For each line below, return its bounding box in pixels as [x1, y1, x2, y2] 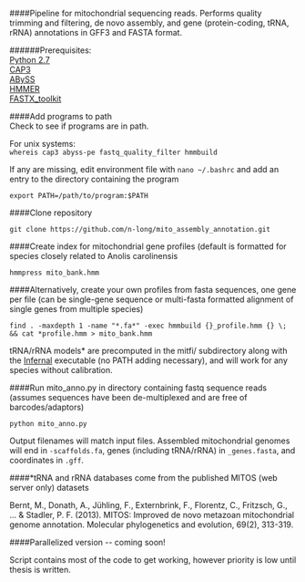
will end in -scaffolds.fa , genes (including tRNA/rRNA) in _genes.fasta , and [9, 445, 296, 455]
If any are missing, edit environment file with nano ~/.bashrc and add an [9, 164, 280, 174]
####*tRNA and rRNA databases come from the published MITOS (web [9, 473, 278, 483]
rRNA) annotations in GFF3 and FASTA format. [9, 27, 183, 37]
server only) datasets [9, 483, 89, 493]
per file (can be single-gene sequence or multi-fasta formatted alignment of [9, 294, 294, 305]
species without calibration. [9, 365, 114, 375]
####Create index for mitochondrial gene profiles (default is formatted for [9, 241, 287, 252]
